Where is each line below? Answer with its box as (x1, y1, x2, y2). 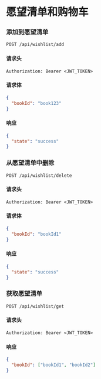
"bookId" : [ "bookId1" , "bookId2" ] (11, 362, 96, 368)
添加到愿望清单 (6, 28, 49, 36)
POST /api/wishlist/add (6, 42, 65, 48)
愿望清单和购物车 (6, 5, 89, 19)
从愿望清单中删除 (6, 159, 55, 167)
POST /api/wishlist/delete (6, 172, 72, 179)
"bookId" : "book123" (11, 100, 62, 106)
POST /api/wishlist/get (6, 303, 65, 309)
